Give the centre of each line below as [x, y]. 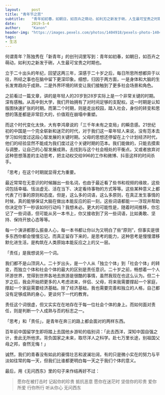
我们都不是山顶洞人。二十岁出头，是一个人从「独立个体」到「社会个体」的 [80, 263]
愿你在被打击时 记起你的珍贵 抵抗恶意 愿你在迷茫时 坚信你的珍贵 [82, 381]
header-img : [17, 33]
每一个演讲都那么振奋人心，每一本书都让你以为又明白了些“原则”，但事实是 [80, 230]
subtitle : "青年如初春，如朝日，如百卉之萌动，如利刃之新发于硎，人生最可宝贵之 [80, 19]
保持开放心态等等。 [33, 219]
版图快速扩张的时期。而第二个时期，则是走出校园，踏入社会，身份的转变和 [80, 108]
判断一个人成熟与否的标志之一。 [54, 310]
